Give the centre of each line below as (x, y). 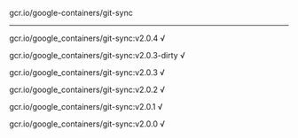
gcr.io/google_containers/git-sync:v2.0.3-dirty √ (97, 55)
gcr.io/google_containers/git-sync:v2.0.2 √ (87, 89)
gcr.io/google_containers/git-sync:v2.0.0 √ (87, 124)
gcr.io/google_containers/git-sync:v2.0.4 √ (87, 38)
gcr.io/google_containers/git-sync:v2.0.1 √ (86, 107)
